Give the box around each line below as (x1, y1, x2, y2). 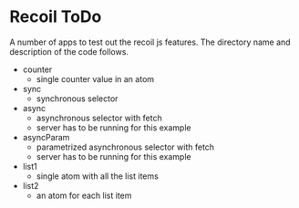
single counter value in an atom (36, 73, 155, 84)
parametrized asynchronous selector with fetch (36, 141, 215, 152)
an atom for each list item (36, 190, 132, 201)
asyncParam (22, 131, 70, 142)
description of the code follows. (9, 46, 129, 57)
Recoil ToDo (9, 6, 102, 27)
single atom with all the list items (36, 171, 160, 182)
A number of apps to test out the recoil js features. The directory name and (9, 36, 291, 47)
